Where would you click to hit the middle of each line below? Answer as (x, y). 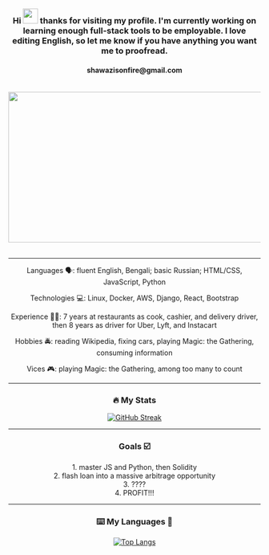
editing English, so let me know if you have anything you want (134, 40)
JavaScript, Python (134, 282)
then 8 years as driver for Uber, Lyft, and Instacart (134, 325)
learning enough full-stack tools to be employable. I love (134, 31)
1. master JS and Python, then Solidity (134, 467)
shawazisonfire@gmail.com (134, 70)
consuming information (134, 353)
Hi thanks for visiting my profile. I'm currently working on (134, 20)
